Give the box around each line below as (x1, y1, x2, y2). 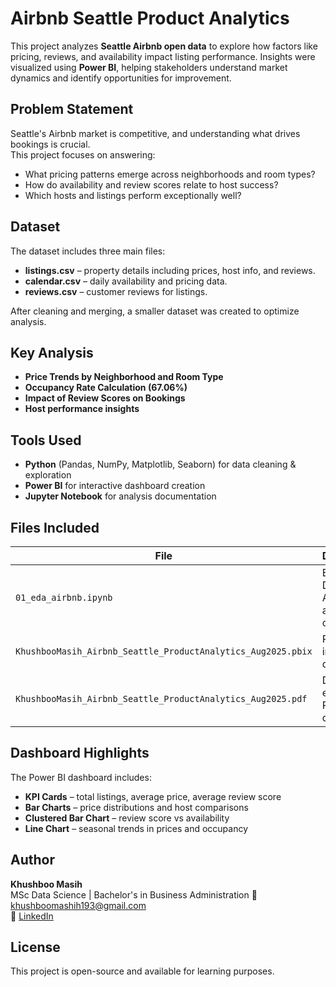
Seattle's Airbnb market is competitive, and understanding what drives (10, 127, 301, 139)
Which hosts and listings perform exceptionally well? (24, 189, 242, 201)
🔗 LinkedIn (10, 910, 54, 922)
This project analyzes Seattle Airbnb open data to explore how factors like (10, 40, 318, 52)
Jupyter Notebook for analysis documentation (24, 490, 217, 502)
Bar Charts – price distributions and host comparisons (24, 801, 249, 813)
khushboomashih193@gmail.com (10, 899, 147, 911)
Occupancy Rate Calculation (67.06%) (24, 382, 188, 394)
